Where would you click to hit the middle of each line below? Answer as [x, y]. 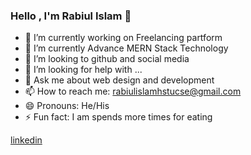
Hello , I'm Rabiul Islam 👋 [71, 16]
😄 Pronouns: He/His [67, 106]
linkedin [26, 140]
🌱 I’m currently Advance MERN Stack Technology [126, 48]
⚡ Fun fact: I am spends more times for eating [118, 117]
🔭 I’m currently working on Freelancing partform [123, 38]
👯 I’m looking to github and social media [107, 59]
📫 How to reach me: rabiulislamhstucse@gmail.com [133, 91]
